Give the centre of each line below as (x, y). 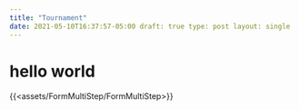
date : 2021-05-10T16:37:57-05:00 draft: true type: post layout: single (150, 26)
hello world (52, 71)
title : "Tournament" (49, 18)
